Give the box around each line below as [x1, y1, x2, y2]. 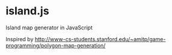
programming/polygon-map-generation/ [5, 42, 106, 49]
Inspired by [5, 35, 34, 42]
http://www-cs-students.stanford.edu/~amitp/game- [34, 35, 166, 42]
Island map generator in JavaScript [5, 24, 93, 31]
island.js [5, 4, 49, 18]
